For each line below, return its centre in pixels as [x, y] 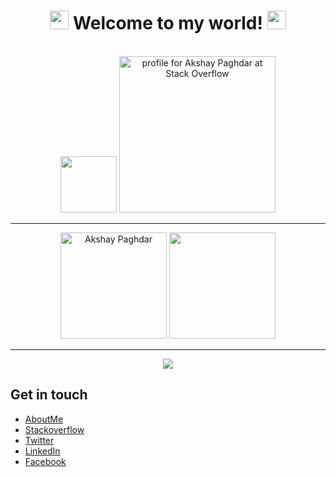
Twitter [39, 440]
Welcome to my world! [168, 23]
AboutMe [44, 419]
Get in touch [49, 395]
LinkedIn [42, 451]
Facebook [45, 461]
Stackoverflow [54, 429]
